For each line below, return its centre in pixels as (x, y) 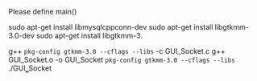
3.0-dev (21, 36)
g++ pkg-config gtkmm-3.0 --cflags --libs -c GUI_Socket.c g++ (117, 51)
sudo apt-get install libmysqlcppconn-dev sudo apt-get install (111, 27)
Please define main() (43, 12)
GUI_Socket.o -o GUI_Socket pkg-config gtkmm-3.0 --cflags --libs (122, 60)
